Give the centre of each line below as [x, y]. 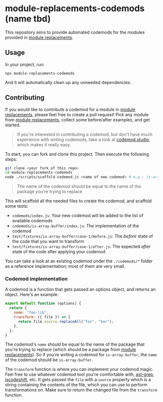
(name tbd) [28, 19]
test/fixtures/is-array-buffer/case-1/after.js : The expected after [81, 246]
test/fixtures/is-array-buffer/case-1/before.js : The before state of [82, 236]
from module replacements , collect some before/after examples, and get [78, 120]
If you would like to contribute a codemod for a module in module [70, 109]
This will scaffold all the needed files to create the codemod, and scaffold [78, 201]
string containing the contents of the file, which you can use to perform [76, 385]
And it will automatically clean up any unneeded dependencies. [68, 82]
